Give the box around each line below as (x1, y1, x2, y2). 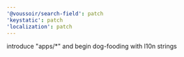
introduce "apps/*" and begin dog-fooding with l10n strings (6, 42, 177, 51)
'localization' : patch (6, 23, 72, 30)
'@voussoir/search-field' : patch (6, 10, 104, 17)
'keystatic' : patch (6, 17, 63, 24)
